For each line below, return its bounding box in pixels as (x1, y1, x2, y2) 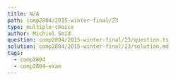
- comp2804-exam (13, 63, 61, 70)
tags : (7, 50, 23, 57)
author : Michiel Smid (7, 30, 71, 37)
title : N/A (7, 10, 40, 18)
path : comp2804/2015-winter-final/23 (7, 17, 119, 24)
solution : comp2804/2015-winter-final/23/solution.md (7, 43, 170, 50)
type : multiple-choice (7, 23, 74, 30)
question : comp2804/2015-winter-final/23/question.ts (7, 37, 170, 44)
